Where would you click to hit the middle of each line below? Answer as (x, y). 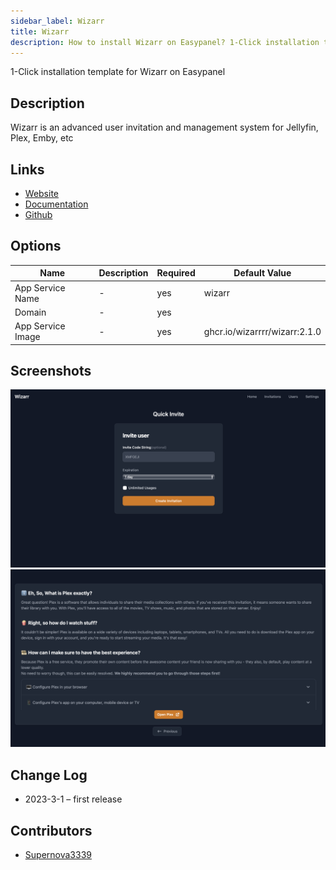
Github (38, 214)
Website (42, 193)
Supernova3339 (58, 854)
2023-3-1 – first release (73, 799)
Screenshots (51, 370)
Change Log (49, 775)
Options (36, 246)
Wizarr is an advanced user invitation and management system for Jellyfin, (164, 127)
